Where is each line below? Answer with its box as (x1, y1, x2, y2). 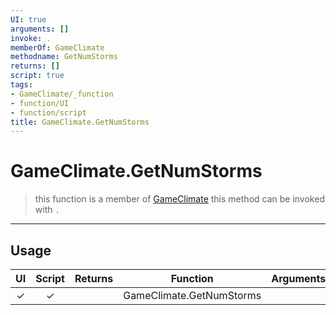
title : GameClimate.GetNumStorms (10, 117, 150, 127)
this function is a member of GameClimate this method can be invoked (34, 193, 325, 205)
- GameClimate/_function (10, 89, 114, 99)
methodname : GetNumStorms (10, 52, 118, 62)
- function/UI (10, 98, 70, 108)
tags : (10, 80, 33, 90)
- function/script (10, 107, 87, 118)
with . (34, 204, 60, 216)
